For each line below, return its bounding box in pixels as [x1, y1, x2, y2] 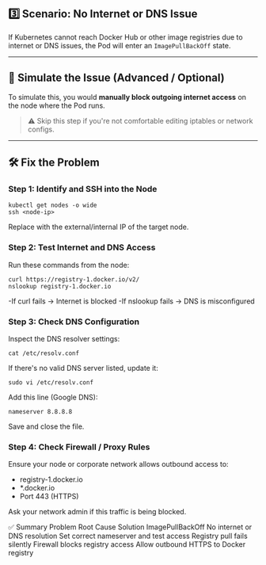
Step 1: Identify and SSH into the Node [8, 183, 158, 194]
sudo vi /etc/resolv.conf [8, 378, 93, 387]
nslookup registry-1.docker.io [8, 282, 112, 290]
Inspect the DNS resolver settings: [8, 334, 120, 343]
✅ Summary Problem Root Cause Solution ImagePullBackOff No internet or [8, 522, 253, 532]
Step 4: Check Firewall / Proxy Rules [8, 441, 150, 452]
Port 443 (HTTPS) [19, 491, 79, 502]
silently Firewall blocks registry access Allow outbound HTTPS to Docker [8, 540, 246, 549]
